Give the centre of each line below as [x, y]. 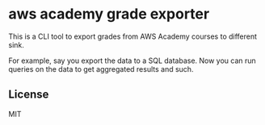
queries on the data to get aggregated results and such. [101, 69]
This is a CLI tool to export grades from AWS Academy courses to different [132, 36]
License [29, 95]
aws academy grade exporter [109, 14]
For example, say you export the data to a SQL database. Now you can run [132, 60]
